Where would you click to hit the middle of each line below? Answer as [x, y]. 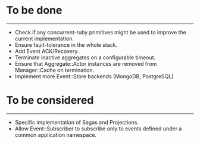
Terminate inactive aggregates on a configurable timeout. [85, 57]
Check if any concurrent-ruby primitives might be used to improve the [100, 32]
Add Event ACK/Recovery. [47, 51]
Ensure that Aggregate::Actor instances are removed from [86, 63]
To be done [34, 10]
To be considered [50, 100]
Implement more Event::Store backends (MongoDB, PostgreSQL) [94, 76]
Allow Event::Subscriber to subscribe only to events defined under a [98, 129]
